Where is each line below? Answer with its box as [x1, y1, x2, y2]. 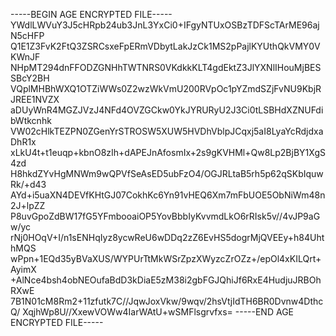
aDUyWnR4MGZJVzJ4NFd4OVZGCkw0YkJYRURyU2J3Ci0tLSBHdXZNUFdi [10, 104, 324, 116]
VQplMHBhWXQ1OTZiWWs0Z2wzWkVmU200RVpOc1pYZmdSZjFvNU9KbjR [10, 83, 322, 94]
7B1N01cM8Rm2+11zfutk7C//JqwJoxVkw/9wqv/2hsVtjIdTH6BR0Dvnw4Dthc [10, 295, 324, 307]
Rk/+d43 [10, 179, 47, 190]
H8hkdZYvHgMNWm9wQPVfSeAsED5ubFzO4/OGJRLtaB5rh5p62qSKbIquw [10, 168, 324, 179]
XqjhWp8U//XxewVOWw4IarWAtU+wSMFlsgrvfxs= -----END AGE [22, 306, 294, 318]
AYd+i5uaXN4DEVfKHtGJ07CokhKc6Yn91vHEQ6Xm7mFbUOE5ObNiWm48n [10, 189, 326, 201]
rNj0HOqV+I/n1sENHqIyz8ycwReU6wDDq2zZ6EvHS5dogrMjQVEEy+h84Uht [10, 232, 325, 243]
